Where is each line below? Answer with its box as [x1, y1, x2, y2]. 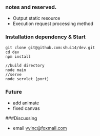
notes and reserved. [5, 4, 57, 11]
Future [5, 88, 22, 95]
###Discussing [5, 115, 37, 121]
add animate [12, 100, 39, 106]
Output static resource [12, 15, 61, 21]
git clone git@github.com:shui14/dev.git [5, 45, 95, 50]
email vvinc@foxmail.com [12, 125, 67, 131]
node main [5, 67, 27, 73]
